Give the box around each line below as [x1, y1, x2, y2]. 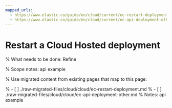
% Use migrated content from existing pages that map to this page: [5, 76, 147, 82]
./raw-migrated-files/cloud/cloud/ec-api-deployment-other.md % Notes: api [5, 92, 166, 98]
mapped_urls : [5, 7, 33, 13]
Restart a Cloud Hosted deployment [5, 39, 160, 51]
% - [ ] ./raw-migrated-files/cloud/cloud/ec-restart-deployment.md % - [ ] [5, 86, 162, 93]
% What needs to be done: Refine [5, 56, 77, 62]
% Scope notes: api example [5, 66, 66, 73]
